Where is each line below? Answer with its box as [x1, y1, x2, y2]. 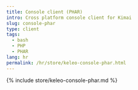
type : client [6, 26, 40, 32]
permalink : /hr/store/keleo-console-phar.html [6, 60, 126, 66]
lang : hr [6, 54, 29, 60]
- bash [12, 37, 29, 43]
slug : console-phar [6, 20, 56, 26]
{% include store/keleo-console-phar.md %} [6, 77, 118, 84]
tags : [6, 32, 20, 38]
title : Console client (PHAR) [6, 9, 83, 15]
